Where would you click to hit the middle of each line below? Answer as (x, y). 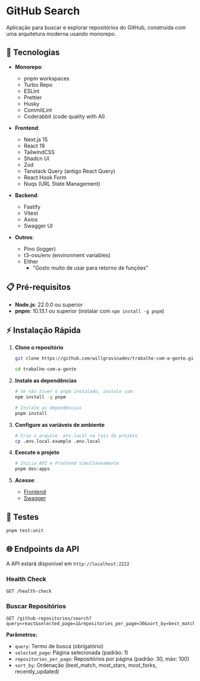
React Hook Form (45, 177)
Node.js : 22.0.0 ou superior (49, 304)
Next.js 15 (36, 139)
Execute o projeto (37, 452)
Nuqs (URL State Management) (62, 183)
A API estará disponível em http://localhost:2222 (68, 563)
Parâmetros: (22, 635)
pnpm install (31, 413)
